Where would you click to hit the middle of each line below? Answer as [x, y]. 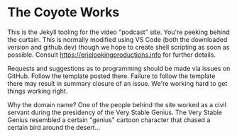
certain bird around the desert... [54, 127]
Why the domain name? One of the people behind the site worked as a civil [117, 104]
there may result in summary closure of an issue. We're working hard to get [117, 83]
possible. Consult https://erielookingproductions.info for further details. [112, 55]
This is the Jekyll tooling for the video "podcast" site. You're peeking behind [118, 32]
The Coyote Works [64, 12]
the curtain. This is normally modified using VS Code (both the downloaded [117, 39]
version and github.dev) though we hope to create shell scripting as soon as [118, 47]
